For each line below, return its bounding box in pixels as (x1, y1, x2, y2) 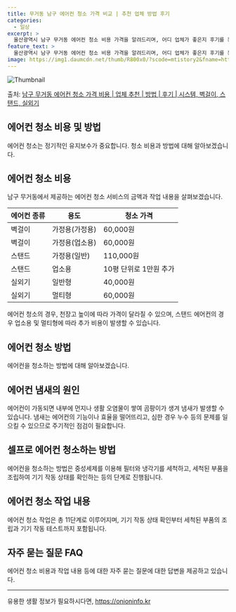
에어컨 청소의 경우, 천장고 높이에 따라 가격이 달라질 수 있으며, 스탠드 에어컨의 (7, 310, 217, 319)
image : (7, 56, 27, 63)
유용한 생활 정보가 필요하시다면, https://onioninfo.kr (7, 597, 151, 606)
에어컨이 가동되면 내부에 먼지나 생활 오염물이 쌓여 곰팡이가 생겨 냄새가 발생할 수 (7, 404, 225, 412)
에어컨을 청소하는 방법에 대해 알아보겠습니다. (7, 362, 130, 370)
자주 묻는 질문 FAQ (7, 547, 84, 559)
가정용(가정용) (51, 224, 97, 234)
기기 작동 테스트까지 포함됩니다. (20, 524, 107, 533)
